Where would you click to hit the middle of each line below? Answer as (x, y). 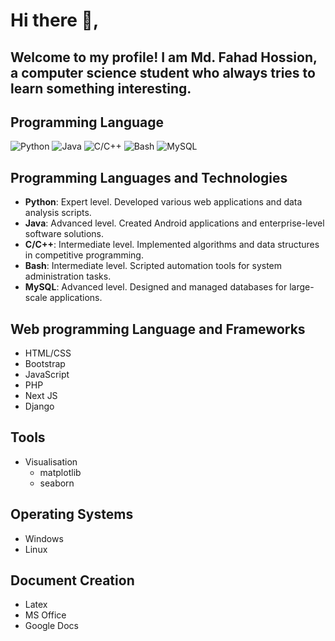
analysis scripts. (58, 213)
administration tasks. (68, 276)
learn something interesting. (101, 88)
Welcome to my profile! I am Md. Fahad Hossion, (164, 57)
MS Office (45, 615)
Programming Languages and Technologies (149, 177)
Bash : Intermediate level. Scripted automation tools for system (153, 266)
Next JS (41, 396)
